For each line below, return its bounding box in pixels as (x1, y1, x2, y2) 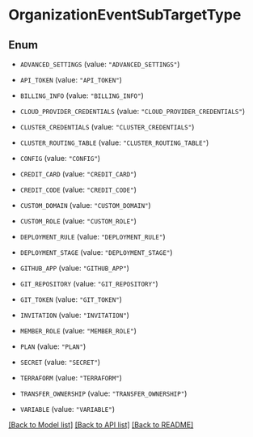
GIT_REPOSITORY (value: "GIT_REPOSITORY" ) (19, 279, 159, 288)
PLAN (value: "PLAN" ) (19, 342, 86, 351)
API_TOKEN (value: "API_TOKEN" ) (19, 75, 123, 84)
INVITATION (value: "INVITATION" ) (19, 310, 129, 320)
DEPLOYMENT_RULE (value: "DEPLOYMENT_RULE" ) (19, 232, 166, 241)
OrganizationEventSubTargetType (8, 6, 242, 24)
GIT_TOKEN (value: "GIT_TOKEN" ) (19, 295, 123, 304)
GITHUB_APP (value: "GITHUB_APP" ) (19, 263, 129, 273)
